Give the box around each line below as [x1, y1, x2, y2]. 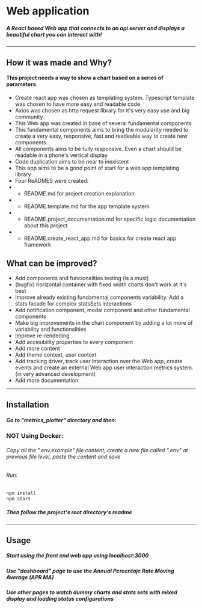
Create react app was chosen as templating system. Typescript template [14, 94, 195, 101]
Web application [6, 4, 90, 18]
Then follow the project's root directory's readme [6, 509, 132, 516]
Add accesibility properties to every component [14, 338, 133, 345]
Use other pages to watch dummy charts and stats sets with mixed [6, 589, 177, 596]
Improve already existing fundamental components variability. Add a [14, 293, 184, 301]
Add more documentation [14, 376, 79, 384]
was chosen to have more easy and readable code [14, 100, 140, 108]
